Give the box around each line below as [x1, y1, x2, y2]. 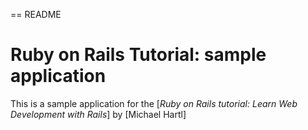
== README [10, 9, 62, 20]
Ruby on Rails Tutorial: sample [10, 44, 267, 66]
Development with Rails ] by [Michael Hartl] [10, 108, 187, 120]
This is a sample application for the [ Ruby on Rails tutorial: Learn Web [10, 97, 298, 109]
